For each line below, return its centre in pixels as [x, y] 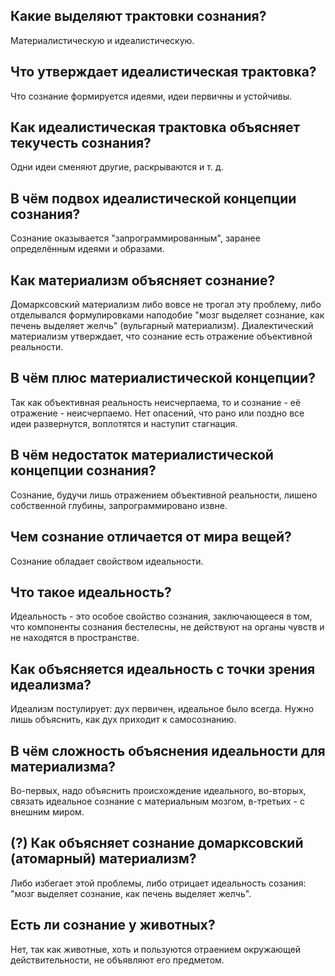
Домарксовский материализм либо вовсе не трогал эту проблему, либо [166, 305]
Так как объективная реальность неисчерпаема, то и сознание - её [156, 402]
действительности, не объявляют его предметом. [117, 960]
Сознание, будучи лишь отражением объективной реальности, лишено [164, 495]
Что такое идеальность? [91, 592]
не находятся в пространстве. [75, 638]
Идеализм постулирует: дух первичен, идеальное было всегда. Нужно [162, 709]
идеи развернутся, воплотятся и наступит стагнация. [124, 423]
